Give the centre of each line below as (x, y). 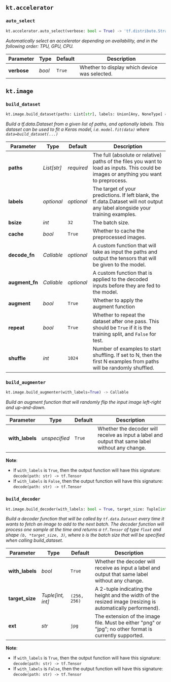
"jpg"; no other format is (124, 629)
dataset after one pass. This (126, 322)
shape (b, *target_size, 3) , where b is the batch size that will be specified (85, 535)
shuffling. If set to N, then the (127, 355)
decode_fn (22, 255)
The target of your (114, 189)
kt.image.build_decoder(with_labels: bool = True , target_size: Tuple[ (83, 509)
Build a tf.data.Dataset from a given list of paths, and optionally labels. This (85, 124)
